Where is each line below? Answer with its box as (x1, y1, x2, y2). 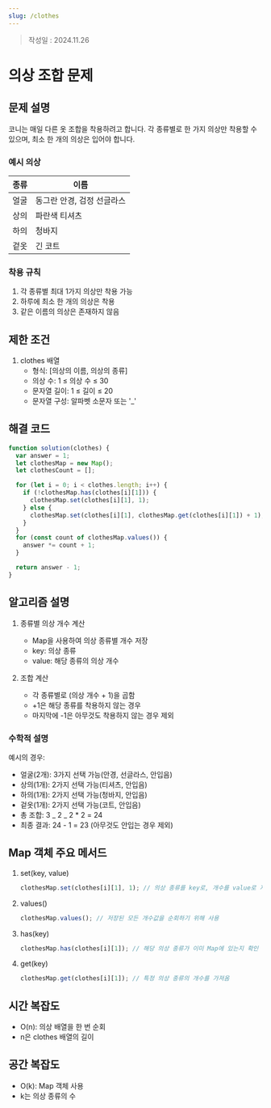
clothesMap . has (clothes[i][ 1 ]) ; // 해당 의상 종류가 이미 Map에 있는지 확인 (19, 944, 259, 953)
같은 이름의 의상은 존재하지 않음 (19, 307, 119, 316)
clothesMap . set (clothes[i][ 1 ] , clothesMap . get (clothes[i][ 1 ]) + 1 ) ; (29, 511, 265, 519)
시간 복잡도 (8, 999, 60, 1013)
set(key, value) (19, 868, 69, 878)
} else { (23, 503, 52, 512)
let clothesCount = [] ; (15, 467, 95, 475)
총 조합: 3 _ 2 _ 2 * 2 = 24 (19, 810, 103, 819)
